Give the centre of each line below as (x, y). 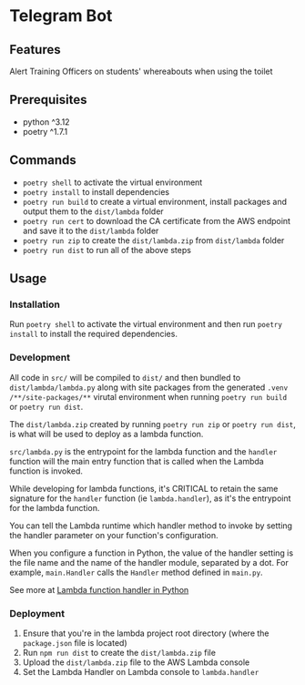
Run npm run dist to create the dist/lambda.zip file (119, 652)
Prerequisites (48, 100)
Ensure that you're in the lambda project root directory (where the (146, 633)
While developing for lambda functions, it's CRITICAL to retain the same (144, 488)
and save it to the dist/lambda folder (91, 230)
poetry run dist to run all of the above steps (107, 250)
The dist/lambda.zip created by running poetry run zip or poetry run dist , (152, 424)
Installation (35, 304)
